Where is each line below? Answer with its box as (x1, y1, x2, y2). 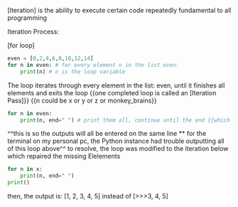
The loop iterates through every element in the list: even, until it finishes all (7, 81, 225, 90)
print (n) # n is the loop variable (20, 68, 126, 75)
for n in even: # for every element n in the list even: (7, 61, 180, 68)
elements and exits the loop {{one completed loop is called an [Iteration (7, 88, 217, 97)
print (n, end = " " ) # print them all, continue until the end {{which (20, 117, 231, 124)
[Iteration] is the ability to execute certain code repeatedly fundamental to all (7, 6, 232, 14)
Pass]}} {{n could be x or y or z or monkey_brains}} (7, 96, 158, 105)
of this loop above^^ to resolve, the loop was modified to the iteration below (7, 144, 229, 153)
